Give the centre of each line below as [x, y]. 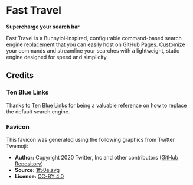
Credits [20, 75]
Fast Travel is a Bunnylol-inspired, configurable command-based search [94, 38]
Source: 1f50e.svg [37, 170]
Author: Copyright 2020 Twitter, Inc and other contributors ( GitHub [97, 157]
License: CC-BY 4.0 [39, 176]
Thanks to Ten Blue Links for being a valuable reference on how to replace [97, 105]
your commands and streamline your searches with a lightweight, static [93, 50]
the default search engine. [38, 111]
